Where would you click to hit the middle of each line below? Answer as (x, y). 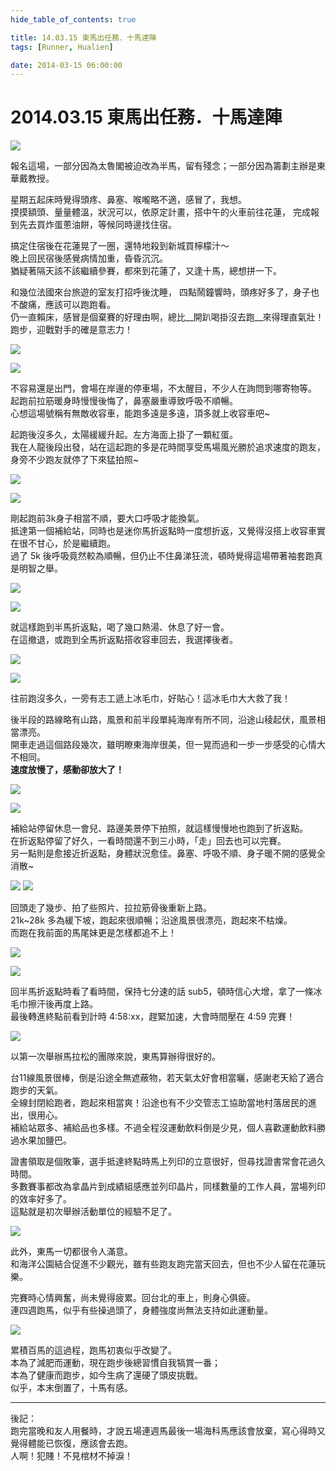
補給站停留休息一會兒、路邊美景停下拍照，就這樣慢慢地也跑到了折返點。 (159, 828)
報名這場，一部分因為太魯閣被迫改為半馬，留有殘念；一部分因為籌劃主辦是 (163, 166)
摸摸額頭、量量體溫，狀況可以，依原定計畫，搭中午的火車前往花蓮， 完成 (160, 212)
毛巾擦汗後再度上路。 (54, 1004)
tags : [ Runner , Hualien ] (62, 47)
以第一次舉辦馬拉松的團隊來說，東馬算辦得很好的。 (115, 1057)
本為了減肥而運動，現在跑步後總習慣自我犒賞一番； (115, 1363)
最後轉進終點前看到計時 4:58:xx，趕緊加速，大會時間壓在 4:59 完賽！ (153, 1017)
